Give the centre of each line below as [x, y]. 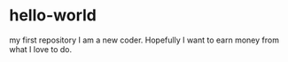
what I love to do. [41, 49]
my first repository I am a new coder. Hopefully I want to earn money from [144, 40]
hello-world [53, 15]
